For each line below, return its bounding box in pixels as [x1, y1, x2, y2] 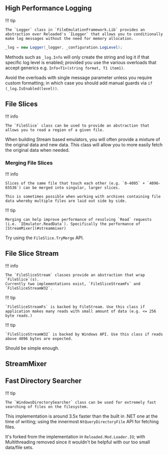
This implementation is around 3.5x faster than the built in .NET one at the [5, 413, 158, 419]
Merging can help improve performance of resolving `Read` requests [5, 217, 152, 222]
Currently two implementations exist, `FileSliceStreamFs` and [5, 281, 141, 287]
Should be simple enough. [5, 345, 59, 351]
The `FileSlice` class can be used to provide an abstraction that [5, 123, 150, 128]
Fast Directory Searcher [5, 377, 82, 385]
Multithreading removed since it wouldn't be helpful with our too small [5, 439, 150, 445]
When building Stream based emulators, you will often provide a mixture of [5, 136, 160, 142]
